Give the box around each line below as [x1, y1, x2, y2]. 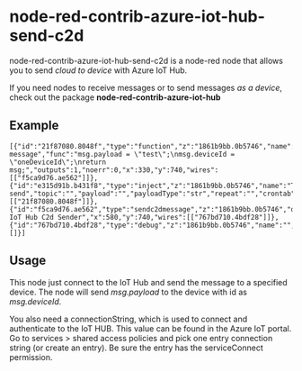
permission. [9, 351, 53, 362]
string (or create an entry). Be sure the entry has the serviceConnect [9, 342, 263, 353]
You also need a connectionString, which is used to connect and [9, 313, 248, 324]
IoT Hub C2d [9, 213, 54, 222]
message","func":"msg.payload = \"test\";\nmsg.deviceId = [9, 149, 235, 158]
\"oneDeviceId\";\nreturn [9, 158, 106, 167]
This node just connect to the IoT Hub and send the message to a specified [9, 276, 288, 287]
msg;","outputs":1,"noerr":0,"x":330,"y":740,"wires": [9, 165, 219, 175]
